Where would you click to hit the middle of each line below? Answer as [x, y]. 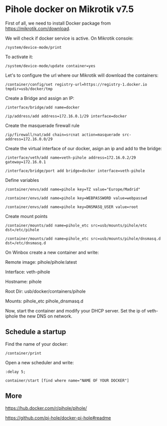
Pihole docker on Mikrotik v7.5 [70, 9]
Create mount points [26, 216]
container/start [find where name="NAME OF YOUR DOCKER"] [67, 380]
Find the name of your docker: [36, 344]
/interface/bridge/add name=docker [43, 107]
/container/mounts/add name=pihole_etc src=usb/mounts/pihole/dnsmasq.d [83, 239]
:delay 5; [16, 372]
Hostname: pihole [23, 281]
